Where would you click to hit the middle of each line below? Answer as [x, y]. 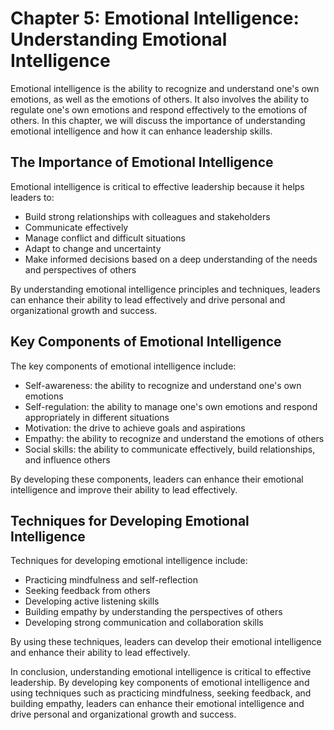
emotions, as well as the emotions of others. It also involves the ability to [160, 99]
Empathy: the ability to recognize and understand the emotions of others [174, 438]
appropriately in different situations [97, 417]
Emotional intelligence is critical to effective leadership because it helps [157, 186]
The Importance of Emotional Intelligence [142, 162]
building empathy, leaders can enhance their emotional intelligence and [157, 704]
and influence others [67, 459]
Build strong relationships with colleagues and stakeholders [147, 216]
